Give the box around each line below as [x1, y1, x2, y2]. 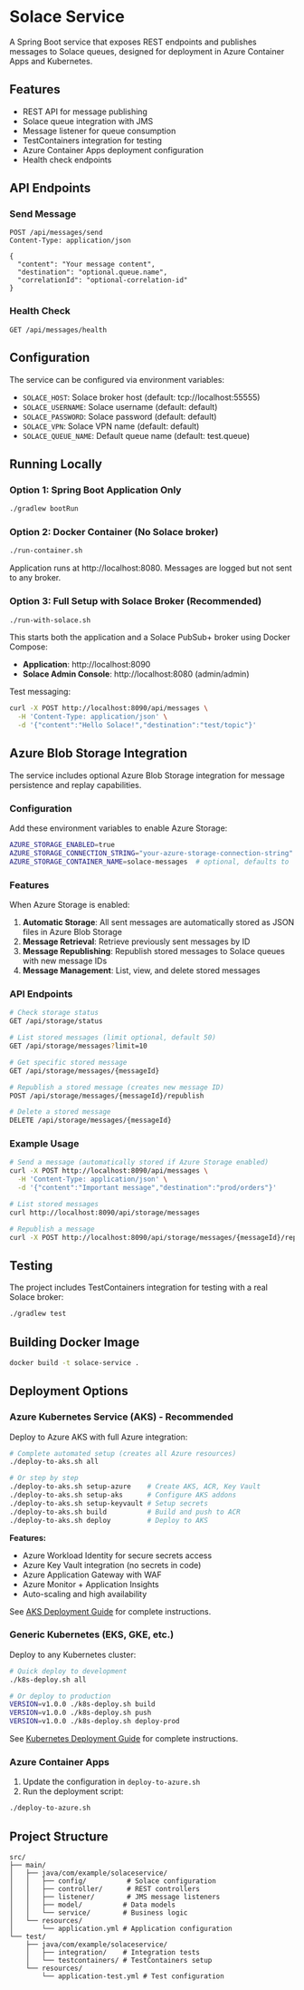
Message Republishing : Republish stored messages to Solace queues [22, 946, 285, 957]
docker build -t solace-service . [9, 1358, 140, 1367]
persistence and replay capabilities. [9, 779, 142, 790]
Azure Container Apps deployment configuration [22, 144, 204, 155]
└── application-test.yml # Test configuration [42, 1972, 224, 1981]
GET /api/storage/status [9, 1017, 103, 1026]
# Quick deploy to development [9, 1666, 128, 1675]
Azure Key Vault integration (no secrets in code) [22, 1559, 202, 1570]
